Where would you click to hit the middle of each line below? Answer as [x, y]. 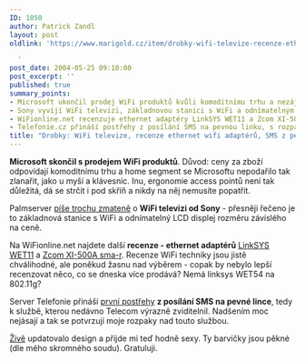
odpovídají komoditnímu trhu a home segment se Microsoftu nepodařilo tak [150, 171]
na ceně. [26, 227]
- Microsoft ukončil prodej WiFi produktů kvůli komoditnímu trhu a [142, 102]
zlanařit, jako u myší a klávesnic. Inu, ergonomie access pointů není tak [142, 181]
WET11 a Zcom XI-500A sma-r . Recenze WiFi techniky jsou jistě [128, 255]
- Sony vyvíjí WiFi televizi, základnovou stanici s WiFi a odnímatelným [152, 110]
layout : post [34, 35]
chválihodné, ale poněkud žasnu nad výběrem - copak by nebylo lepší [141, 264]
